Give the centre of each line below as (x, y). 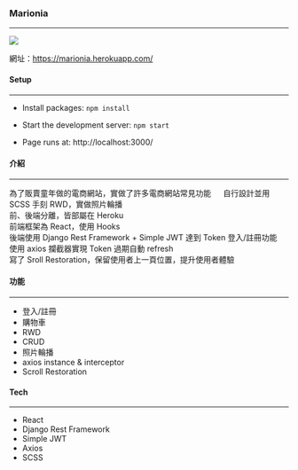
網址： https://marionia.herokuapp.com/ (81, 59)
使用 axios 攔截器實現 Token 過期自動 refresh (91, 248)
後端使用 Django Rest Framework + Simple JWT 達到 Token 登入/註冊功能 (143, 237)
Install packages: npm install (76, 107)
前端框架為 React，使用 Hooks (65, 226)
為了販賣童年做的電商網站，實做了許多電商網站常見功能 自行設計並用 (140, 192)
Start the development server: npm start (96, 125)
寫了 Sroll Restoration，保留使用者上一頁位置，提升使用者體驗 (122, 259)
